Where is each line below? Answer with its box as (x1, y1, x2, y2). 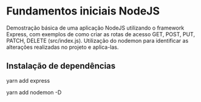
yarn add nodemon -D (6, 89, 62, 96)
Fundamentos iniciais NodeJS (6, 4, 160, 18)
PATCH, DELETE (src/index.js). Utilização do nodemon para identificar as (6, 37, 189, 44)
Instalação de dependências (6, 61, 116, 71)
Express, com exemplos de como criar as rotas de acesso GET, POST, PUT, (6, 30, 196, 37)
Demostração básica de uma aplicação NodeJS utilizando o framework (6, 24, 185, 31)
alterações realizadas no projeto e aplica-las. (6, 43, 119, 51)
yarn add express (6, 77, 50, 84)
